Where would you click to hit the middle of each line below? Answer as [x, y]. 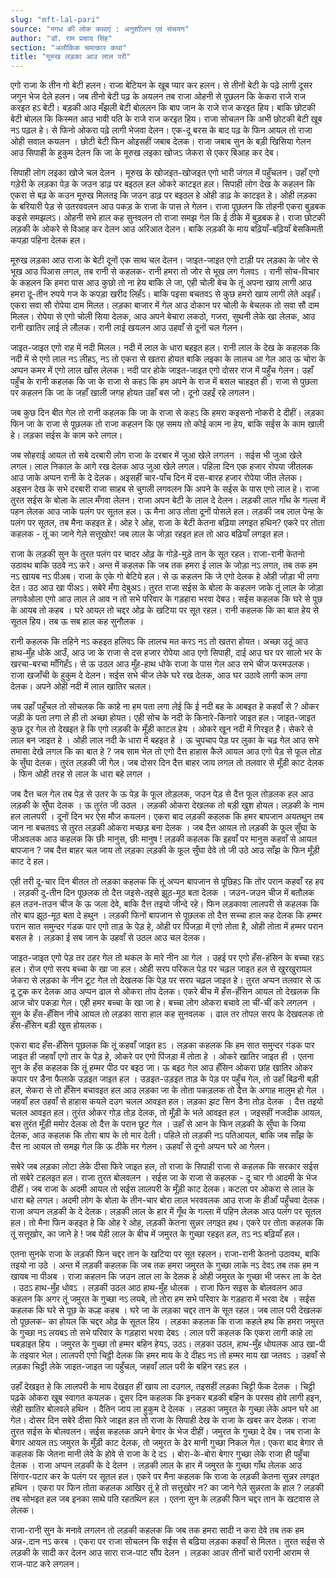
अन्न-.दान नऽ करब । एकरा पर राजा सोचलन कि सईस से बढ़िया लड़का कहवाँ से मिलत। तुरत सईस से [167, 1542]
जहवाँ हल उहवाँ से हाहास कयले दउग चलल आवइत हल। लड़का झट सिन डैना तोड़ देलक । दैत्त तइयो [167, 1102]
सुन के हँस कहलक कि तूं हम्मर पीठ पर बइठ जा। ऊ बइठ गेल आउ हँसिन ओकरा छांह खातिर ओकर [161, 1068]
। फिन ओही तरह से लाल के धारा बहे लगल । [81, 774]
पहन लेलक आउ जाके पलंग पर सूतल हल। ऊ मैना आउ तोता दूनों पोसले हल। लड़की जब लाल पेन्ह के [167, 512]
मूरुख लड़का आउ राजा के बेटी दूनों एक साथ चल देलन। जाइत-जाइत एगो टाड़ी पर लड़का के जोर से [164, 260]
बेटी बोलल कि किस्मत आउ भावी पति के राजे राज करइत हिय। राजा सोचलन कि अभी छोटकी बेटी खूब [166, 119]
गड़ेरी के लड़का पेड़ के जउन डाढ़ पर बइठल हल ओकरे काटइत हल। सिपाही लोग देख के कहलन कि [162, 184]
